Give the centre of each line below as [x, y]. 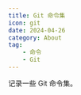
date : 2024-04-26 [37, 30]
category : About [35, 38]
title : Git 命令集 [37, 15]
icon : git [25, 23]
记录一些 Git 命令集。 [43, 83]
